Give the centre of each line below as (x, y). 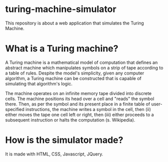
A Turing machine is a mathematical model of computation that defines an (81, 62)
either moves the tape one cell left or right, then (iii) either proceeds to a (79, 114)
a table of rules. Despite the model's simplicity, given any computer (75, 73)
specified (15, 109)
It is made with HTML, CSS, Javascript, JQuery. (54, 154)
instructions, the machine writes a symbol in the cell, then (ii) (88, 109)
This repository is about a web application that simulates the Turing (75, 23)
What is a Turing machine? (62, 49)
